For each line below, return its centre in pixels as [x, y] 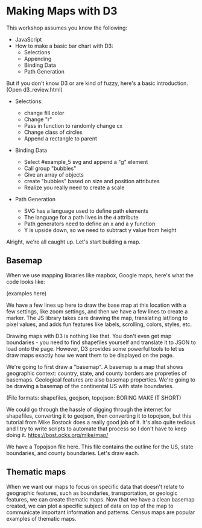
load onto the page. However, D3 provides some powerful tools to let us [96, 348]
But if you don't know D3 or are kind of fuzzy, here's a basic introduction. [97, 83]
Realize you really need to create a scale [74, 187]
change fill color [44, 113]
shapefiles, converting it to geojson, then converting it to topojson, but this [99, 416]
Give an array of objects [54, 174]
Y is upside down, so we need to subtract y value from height [100, 230]
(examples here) [27, 293]
